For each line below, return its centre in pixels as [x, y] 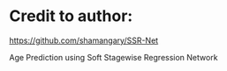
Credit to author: [71, 16]
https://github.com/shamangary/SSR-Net [84, 40]
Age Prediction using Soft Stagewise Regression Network [113, 57]
